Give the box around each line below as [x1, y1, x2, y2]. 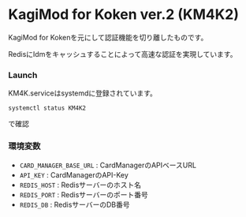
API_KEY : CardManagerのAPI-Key [19, 170, 129, 179]
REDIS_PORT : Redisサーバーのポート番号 [19, 189, 148, 199]
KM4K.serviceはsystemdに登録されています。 [8, 88, 158, 98]
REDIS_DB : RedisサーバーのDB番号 [19, 200, 130, 209]
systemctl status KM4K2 [8, 104, 87, 112]
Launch [8, 69, 38, 80]
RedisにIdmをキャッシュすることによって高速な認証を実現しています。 [8, 49, 237, 58]
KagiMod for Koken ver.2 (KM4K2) [8, 6, 239, 24]
